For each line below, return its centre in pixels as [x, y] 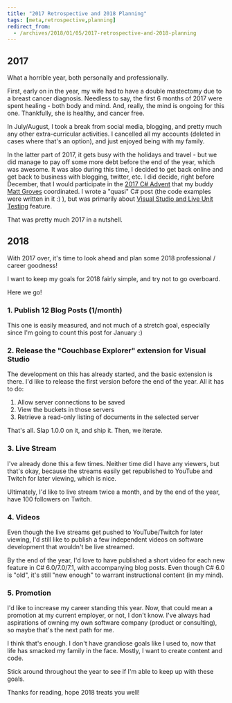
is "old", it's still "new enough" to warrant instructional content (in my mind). [115, 575]
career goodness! [32, 265]
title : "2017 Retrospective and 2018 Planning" [77, 14]
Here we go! [25, 292]
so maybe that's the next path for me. [61, 630]
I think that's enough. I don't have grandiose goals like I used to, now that [111, 643]
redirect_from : [29, 26]
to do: [16, 389]
